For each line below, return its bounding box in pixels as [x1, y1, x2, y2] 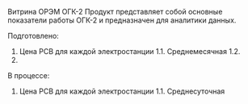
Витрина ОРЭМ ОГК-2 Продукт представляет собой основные [7, 7, 223, 16]
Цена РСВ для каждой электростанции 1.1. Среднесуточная [19, 86, 225, 96]
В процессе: [7, 71, 50, 80]
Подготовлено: [7, 31, 60, 40]
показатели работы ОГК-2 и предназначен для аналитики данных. [7, 15, 237, 25]
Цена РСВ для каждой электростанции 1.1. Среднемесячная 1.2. [19, 47, 241, 56]
